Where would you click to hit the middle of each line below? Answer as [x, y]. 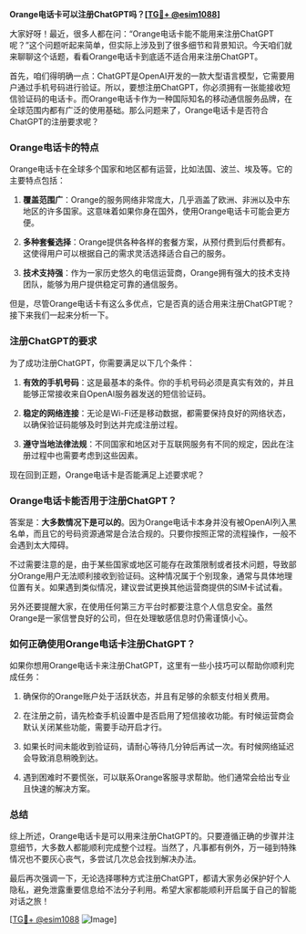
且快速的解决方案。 [59, 789]
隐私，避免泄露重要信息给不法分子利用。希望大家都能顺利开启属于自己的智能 [153, 890]
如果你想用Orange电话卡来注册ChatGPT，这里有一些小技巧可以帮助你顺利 [148, 666]
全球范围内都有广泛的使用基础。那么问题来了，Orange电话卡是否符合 [139, 110]
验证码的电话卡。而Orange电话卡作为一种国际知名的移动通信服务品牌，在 [155, 99]
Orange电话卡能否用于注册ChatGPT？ [93, 500]
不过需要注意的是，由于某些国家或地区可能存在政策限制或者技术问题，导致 [149, 564]
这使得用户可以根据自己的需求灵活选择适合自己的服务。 [126, 254]
